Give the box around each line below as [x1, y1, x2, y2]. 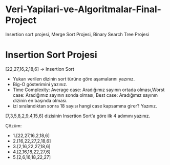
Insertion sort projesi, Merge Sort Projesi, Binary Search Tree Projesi [5, 31, 150, 37]
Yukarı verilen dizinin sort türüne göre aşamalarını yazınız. [12, 75, 135, 82]
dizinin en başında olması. [12, 97, 68, 103]
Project [5, 14, 37, 26]
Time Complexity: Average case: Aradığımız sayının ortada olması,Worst [12, 87, 165, 93]
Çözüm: [5, 122, 22, 128]
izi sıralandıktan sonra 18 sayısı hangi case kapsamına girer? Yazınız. [12, 103, 157, 109]
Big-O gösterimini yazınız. [12, 81, 68, 87]
